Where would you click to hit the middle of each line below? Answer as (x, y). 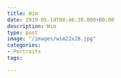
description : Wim (32, 26)
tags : (15, 58)
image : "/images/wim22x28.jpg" (52, 39)
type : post (23, 32)
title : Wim (23, 13)
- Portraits (24, 52)
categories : (24, 45)
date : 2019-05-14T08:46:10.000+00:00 (61, 20)
